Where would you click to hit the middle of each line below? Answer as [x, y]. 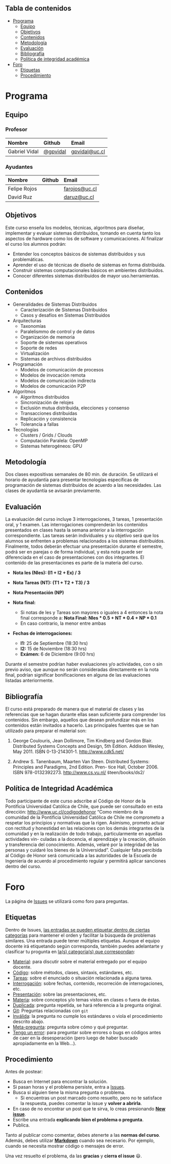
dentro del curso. [23, 866]
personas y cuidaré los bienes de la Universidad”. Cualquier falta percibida [84, 850]
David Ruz [20, 197]
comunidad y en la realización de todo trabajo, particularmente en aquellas [84, 834]
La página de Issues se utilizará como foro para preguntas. [67, 901]
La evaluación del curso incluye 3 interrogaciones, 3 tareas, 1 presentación [84, 519]
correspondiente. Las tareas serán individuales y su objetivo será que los [82, 536]
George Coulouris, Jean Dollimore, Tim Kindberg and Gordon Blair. [83, 741]
